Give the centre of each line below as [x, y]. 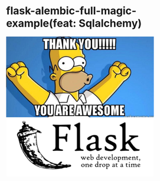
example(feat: [41, 23]
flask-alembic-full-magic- [71, 11]
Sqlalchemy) [110, 23]
